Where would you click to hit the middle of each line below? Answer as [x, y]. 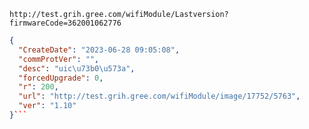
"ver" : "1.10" [47, 106]
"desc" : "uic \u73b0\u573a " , [77, 68]
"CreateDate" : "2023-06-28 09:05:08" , [99, 50]
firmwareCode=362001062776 [65, 23]
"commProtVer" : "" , [59, 59]
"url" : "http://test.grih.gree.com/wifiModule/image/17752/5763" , [159, 96]
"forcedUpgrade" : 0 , [61, 78]
